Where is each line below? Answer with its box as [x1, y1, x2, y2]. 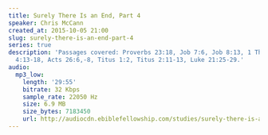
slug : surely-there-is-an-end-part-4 [8, 33, 134, 42]
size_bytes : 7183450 [22, 108, 91, 116]
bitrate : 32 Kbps [22, 85, 81, 94]
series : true [8, 41, 52, 49]
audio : [8, 64, 30, 71]
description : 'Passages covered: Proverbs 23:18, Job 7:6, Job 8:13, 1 [8, 48, 251, 56]
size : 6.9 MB [22, 100, 66, 108]
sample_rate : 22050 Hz [22, 93, 98, 101]
